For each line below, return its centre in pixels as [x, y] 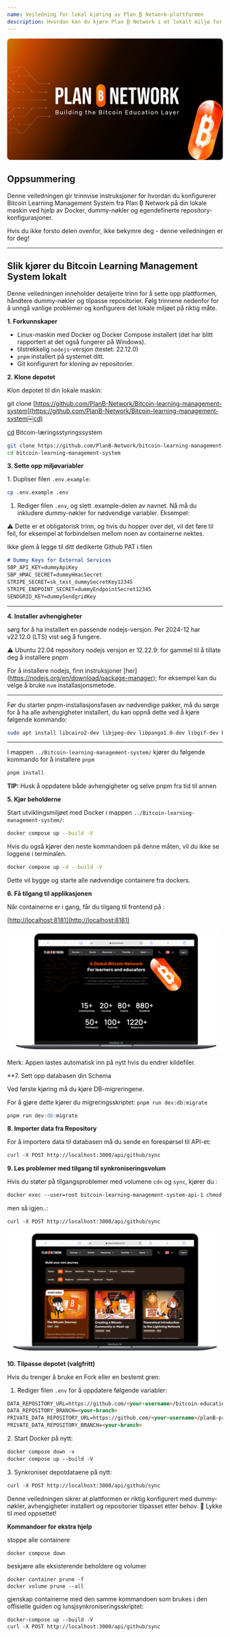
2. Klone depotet [31, 377]
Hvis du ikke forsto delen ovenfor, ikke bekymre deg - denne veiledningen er [115, 230]
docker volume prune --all [46, 1586]
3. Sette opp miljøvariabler [46, 466]
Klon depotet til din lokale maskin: [55, 390]
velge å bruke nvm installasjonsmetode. [62, 685]
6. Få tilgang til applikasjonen [50, 894]
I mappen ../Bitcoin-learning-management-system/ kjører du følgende [106, 752]
